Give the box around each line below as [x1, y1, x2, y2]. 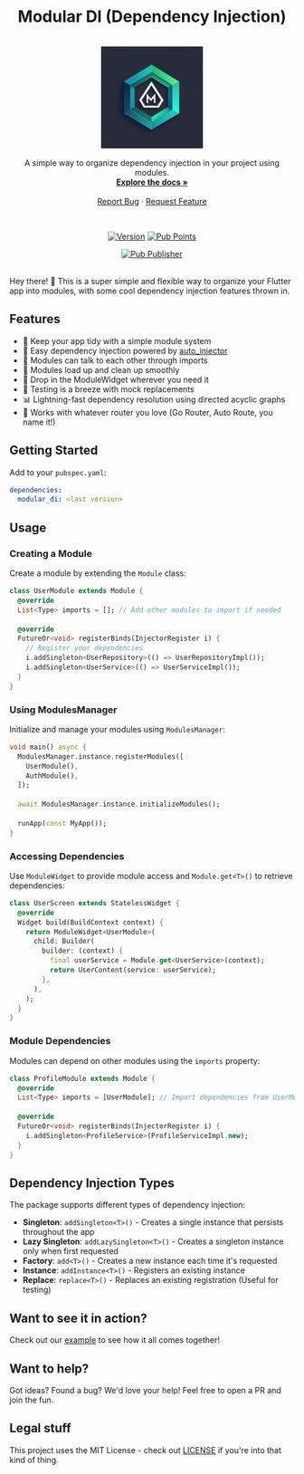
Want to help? [9, 1361, 90, 1376]
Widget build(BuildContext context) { [17, 917, 165, 927]
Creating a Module [9, 547, 92, 560]
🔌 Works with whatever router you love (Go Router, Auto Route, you [22, 407, 273, 417]
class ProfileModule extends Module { [9, 1074, 156, 1083]
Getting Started [9, 443, 99, 458]
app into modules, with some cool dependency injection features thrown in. [9, 285, 290, 296]
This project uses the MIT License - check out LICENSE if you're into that [9, 1444, 282, 1455]
